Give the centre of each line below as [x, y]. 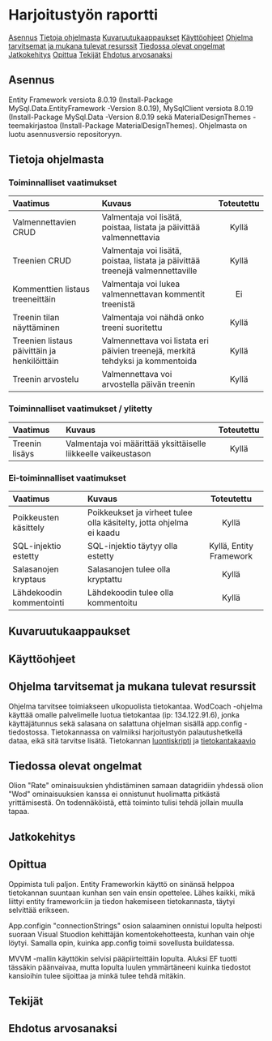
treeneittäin [34, 299]
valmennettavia [131, 238]
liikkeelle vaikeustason [108, 453]
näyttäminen [36, 328]
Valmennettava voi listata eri [155, 341]
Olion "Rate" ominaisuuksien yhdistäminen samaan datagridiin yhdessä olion [136, 786]
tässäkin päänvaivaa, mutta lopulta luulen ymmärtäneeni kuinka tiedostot [130, 967]
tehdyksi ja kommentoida [149, 361]
